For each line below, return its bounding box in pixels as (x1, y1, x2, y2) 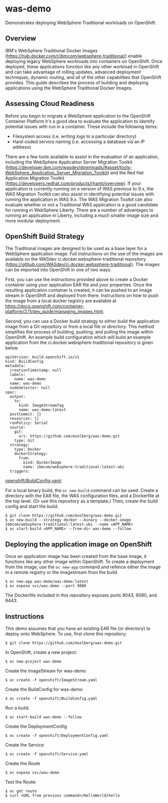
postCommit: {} (10, 412, 42, 417)
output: (10, 394, 26, 399)
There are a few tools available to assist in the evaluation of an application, (5, 154, 159, 160)
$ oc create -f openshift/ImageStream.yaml (5, 677, 98, 682)
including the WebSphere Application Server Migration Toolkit (5, 159, 133, 165)
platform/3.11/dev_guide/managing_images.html (5, 308, 103, 314)
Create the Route (5, 760, 41, 766)
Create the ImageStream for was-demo (5, 668, 86, 673)
